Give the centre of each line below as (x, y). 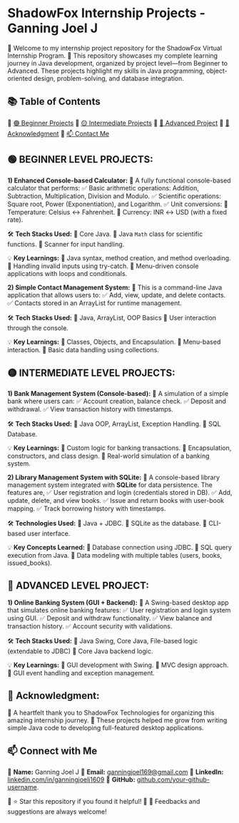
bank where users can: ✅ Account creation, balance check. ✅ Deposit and (117, 402)
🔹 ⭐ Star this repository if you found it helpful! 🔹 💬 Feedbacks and (104, 801)
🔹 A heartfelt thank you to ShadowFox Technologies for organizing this (111, 712)
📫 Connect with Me (52, 751)
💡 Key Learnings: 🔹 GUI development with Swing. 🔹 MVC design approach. (118, 665)
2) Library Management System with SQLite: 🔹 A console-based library (113, 477)
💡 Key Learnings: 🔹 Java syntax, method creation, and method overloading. (119, 257)
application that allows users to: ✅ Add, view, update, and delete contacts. (117, 295)
